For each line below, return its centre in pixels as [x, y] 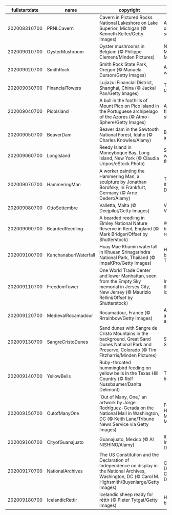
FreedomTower [63, 286]
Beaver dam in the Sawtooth [129, 129]
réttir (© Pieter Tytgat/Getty [128, 500]
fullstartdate [25, 10]
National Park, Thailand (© [127, 257]
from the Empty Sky [120, 281]
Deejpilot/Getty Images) [125, 210]
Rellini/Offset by [116, 298]
